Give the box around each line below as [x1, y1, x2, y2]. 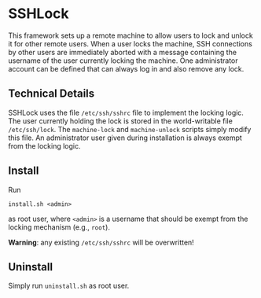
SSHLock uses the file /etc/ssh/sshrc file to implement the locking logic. [8, 108, 244, 117]
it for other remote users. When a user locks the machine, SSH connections [8, 39, 253, 48]
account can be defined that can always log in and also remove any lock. [8, 64, 244, 73]
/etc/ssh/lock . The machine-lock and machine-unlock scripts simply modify [8, 124, 252, 134]
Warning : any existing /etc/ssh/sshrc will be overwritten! [8, 237, 194, 247]
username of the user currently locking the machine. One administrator [8, 56, 238, 65]
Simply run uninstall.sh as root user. [8, 281, 130, 291]
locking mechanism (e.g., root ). [8, 222, 110, 232]
